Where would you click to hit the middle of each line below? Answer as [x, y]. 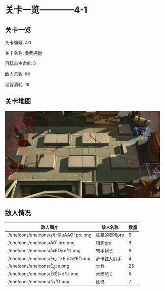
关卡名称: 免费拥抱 [24, 53]
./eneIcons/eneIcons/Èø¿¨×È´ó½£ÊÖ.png [49, 258]
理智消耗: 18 [17, 84]
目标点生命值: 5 [21, 63]
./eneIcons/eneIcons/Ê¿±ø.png [38, 266]
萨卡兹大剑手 [109, 259]
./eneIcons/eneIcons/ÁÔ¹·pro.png [41, 243]
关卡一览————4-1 [46, 10]
